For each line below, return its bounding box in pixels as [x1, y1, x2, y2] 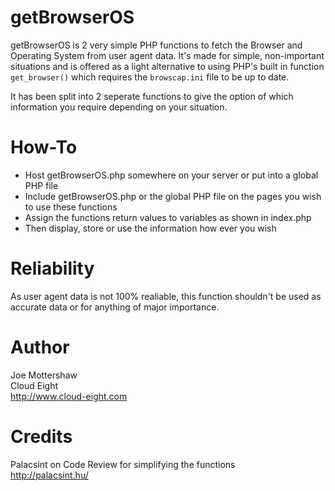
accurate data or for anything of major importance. [10, 301, 220, 313]
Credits [10, 425, 73, 448]
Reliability [10, 257, 95, 280]
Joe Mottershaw [10, 369, 78, 381]
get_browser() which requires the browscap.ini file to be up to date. [10, 71, 290, 83]
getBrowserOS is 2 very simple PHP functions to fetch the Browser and [10, 39, 303, 51]
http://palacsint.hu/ [10, 469, 89, 481]
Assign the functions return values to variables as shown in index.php [24, 211, 312, 223]
